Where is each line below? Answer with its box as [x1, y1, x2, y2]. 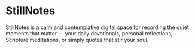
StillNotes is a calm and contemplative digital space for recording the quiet [5, 24, 189, 31]
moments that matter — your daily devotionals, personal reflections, [5, 30, 173, 37]
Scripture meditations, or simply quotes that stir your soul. [5, 36, 149, 43]
